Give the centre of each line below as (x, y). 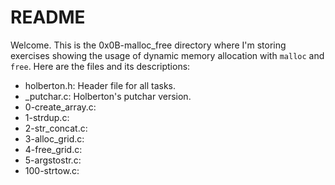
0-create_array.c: (60, 107)
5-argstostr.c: (53, 160)
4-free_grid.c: (53, 149)
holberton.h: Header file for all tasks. (100, 85)
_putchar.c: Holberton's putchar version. (108, 96)
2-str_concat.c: (56, 128)
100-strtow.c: (52, 170)
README (48, 17)
